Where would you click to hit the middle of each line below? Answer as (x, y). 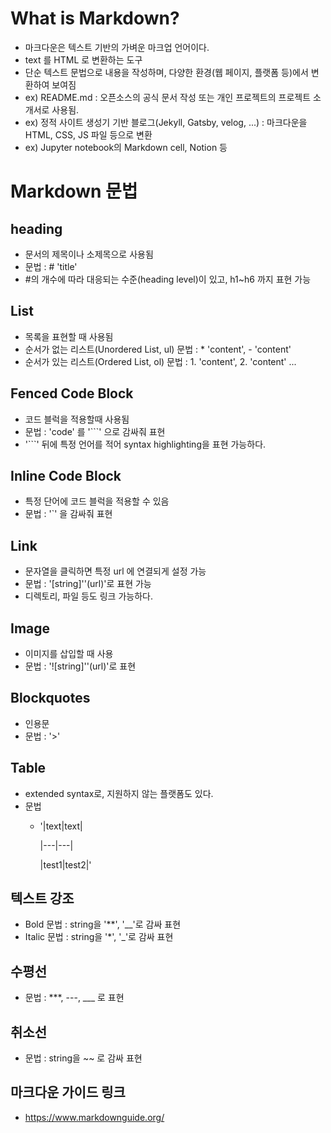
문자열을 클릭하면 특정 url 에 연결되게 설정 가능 (115, 571)
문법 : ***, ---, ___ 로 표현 (74, 998)
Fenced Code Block (72, 393)
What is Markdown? (95, 18)
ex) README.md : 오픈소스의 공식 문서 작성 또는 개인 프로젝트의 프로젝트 (168, 97)
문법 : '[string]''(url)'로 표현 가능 (88, 584)
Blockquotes (50, 698)
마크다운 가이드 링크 (68, 1092)
